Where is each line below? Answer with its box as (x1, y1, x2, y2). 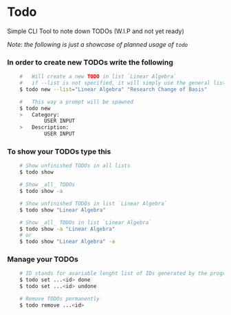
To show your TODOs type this (7, 147, 111, 156)
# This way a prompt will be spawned (19, 98, 134, 105)
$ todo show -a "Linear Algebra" (19, 225, 115, 232)
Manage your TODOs (7, 254, 79, 264)
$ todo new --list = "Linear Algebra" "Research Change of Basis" (19, 85, 208, 93)
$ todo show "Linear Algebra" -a (19, 238, 115, 245)
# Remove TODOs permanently (19, 296, 100, 303)
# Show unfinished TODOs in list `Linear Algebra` (19, 200, 168, 207)
